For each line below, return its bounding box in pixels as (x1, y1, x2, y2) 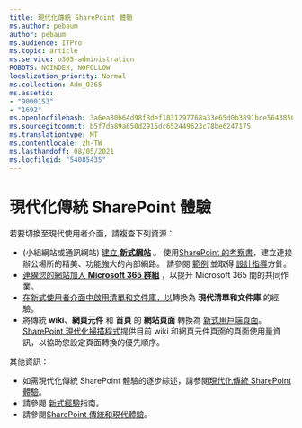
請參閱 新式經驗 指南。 (22, 397, 104, 409)
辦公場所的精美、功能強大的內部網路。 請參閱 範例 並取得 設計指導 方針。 (22, 258, 292, 270)
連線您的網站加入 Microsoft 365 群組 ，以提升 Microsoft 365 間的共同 (22, 270, 281, 281)
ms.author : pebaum (9, 22, 78, 31)
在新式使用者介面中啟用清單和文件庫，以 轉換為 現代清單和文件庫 (22, 292, 262, 303)
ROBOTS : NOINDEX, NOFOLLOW (9, 64, 111, 73)
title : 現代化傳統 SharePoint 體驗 (9, 13, 133, 22)
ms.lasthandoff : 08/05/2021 (9, 147, 115, 156)
